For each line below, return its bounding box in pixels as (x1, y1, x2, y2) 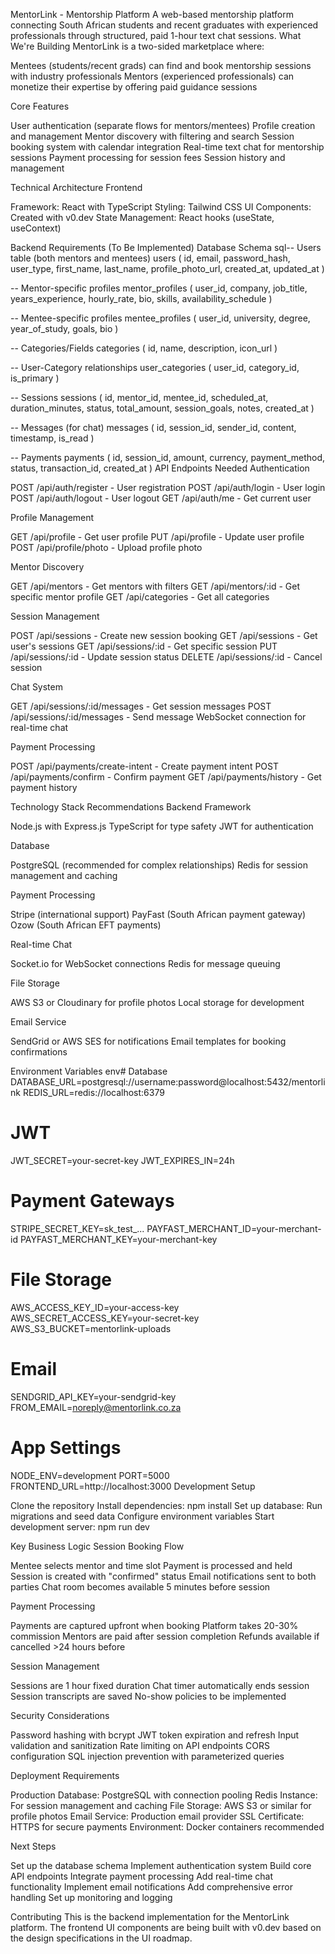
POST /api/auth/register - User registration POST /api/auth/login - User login (10, 482, 326, 493)
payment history (10, 782, 78, 793)
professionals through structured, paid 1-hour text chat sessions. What (10, 30, 302, 41)
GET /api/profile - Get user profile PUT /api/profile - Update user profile (10, 531, 305, 543)
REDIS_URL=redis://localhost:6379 (22, 1087, 165, 1098)
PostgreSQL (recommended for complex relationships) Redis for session (10, 859, 308, 871)
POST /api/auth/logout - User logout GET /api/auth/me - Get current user (10, 492, 312, 504)
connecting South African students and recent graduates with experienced (10, 19, 319, 31)
